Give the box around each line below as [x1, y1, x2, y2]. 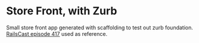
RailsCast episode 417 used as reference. [6, 30, 108, 37]
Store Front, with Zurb [6, 4, 117, 18]
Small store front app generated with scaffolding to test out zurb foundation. [6, 24, 194, 31]
